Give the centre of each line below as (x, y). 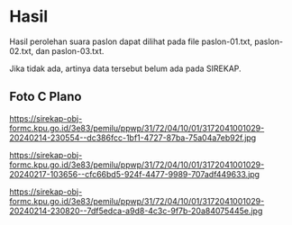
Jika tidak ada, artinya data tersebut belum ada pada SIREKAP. (125, 68)
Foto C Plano (46, 97)
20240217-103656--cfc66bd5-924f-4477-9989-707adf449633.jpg (134, 174)
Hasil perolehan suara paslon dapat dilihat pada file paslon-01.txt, (131, 41)
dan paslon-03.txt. (70, 50)
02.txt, (22, 50)
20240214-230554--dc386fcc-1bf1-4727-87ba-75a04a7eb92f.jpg (133, 138)
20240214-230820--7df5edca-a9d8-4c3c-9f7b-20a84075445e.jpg (136, 211)
